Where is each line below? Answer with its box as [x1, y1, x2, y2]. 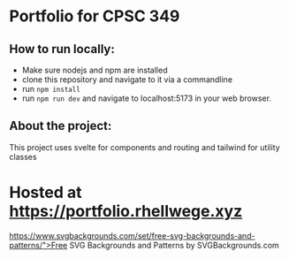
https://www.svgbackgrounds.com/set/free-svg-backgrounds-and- [9, 230, 255, 240]
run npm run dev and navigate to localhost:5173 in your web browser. [21, 93, 272, 103]
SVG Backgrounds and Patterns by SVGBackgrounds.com [69, 240, 280, 250]
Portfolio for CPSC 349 [9, 6, 180, 27]
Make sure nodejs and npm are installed [21, 65, 168, 75]
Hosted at [9, 183, 82, 202]
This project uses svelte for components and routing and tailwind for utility [9, 141, 280, 152]
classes [9, 151, 37, 162]
